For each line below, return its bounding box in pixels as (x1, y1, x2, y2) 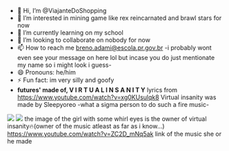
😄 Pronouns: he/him (17, 68, 76, 76)
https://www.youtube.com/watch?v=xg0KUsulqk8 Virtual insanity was (17, 93, 217, 101)
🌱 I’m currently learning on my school (17, 28, 124, 37)
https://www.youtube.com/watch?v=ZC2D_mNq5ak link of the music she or (7, 130, 222, 138)
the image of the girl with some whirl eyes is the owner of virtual (23, 114, 207, 123)
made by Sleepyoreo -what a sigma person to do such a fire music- (17, 101, 209, 108)
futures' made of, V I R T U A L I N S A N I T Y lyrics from (17, 86, 178, 94)
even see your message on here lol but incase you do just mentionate (17, 54, 215, 61)
